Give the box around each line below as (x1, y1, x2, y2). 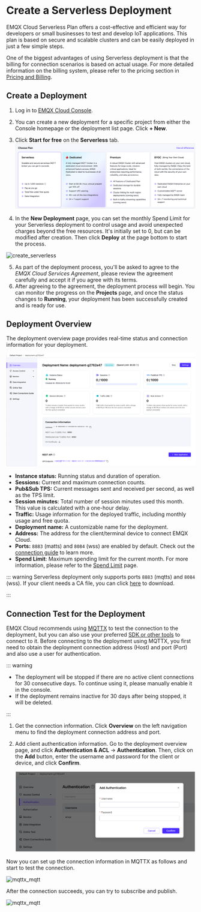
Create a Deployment (6, 91, 87, 101)
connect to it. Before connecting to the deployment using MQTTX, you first (6, 637, 191, 644)
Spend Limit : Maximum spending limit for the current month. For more (14, 556, 188, 563)
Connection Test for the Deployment (6, 608, 145, 619)
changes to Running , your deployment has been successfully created (14, 295, 188, 302)
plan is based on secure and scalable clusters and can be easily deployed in (6, 36, 195, 43)
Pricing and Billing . (6, 73, 53, 80)
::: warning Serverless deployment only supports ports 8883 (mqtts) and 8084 (6, 574, 196, 581)
